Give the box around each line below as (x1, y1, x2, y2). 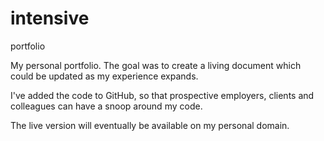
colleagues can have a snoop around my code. (10, 100, 203, 112)
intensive (10, 7, 90, 30)
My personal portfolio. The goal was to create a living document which (10, 59, 302, 71)
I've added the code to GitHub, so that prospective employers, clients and (10, 89, 315, 101)
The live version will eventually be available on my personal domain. (10, 119, 290, 131)
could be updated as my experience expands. (10, 70, 199, 82)
